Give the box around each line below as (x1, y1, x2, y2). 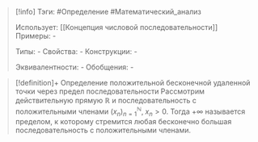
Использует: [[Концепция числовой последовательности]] (15, 23, 218, 31)
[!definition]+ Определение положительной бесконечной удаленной (15, 78, 251, 87)
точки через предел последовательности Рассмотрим (15, 86, 205, 96)
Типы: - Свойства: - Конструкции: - (15, 47, 138, 56)
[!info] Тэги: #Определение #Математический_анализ (15, 7, 201, 16)
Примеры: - (15, 31, 57, 40)
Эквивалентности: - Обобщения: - (15, 62, 134, 72)
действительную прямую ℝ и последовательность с (15, 96, 197, 105)
